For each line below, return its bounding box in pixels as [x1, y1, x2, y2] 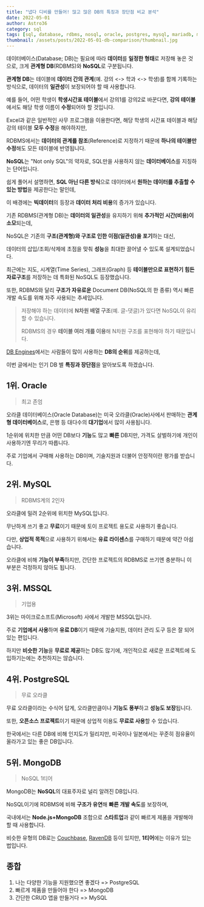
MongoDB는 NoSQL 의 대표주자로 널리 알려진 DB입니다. [6, 788, 139, 795]
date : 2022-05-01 [6, 15, 50, 21]
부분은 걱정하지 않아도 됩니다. [6, 563, 76, 571]
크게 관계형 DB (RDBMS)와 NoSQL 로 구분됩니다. [19, 62, 134, 69]
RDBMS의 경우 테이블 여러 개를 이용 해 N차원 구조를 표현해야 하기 [21, 327, 175, 335]
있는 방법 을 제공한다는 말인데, [6, 186, 76, 193]
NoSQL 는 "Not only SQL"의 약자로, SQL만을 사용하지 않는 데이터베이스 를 [6, 158, 181, 165]
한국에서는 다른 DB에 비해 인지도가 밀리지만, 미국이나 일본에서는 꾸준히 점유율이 [6, 730, 195, 738]
